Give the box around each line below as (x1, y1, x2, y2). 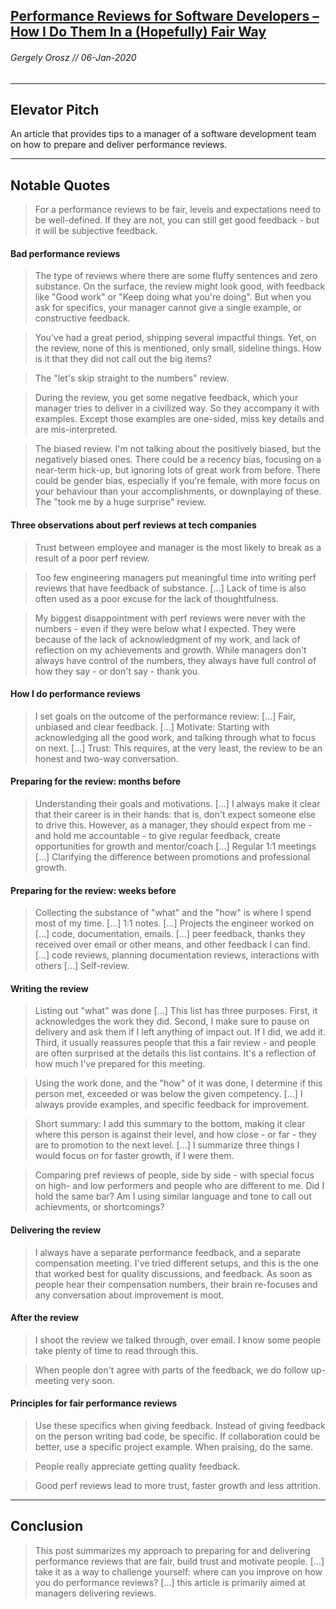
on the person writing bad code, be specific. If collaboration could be (34, 1430, 321, 1443)
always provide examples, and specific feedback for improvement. (34, 1099, 310, 1111)
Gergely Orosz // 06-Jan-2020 (10, 51, 137, 63)
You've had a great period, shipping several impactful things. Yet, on (34, 332, 317, 344)
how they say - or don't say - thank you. (34, 665, 201, 677)
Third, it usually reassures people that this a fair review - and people (34, 1037, 317, 1049)
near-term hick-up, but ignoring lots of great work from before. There (34, 464, 321, 476)
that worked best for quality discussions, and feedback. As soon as (34, 1267, 313, 1279)
